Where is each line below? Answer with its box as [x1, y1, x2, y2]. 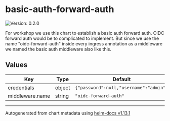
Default [112, 76, 131, 83]
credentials [8, 84, 34, 91]
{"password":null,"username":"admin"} [75, 85, 168, 90]
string [55, 92, 69, 99]
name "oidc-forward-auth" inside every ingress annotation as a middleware [5, 40, 163, 46]
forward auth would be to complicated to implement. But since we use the [5, 35, 159, 41]
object [55, 84, 70, 91]
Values [5, 60, 28, 69]
